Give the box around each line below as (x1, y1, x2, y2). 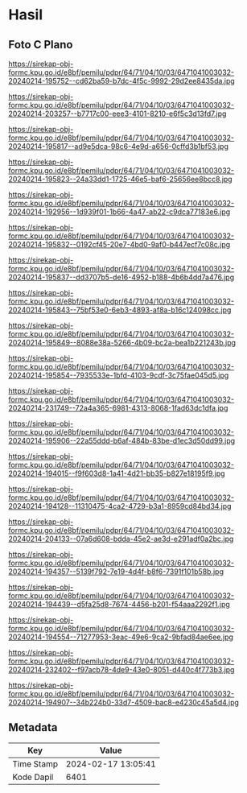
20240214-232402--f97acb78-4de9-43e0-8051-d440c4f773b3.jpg (8, 665, 235, 674)
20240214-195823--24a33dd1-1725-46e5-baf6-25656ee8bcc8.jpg (8, 175, 233, 184)
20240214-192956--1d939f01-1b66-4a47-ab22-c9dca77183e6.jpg (8, 207, 231, 217)
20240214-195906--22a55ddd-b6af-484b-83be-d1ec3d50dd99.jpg (8, 436, 236, 445)
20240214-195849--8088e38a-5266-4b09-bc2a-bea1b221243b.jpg (8, 338, 236, 347)
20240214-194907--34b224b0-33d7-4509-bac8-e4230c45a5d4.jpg (8, 698, 240, 707)
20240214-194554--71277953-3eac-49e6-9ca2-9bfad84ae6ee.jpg (8, 632, 233, 642)
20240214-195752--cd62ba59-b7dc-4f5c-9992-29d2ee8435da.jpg (8, 76, 235, 85)
